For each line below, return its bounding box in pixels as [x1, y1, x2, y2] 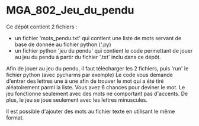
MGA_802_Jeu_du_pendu [6, 4, 134, 17]
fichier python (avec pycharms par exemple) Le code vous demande [6, 71, 173, 78]
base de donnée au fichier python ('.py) [14, 41, 111, 48]
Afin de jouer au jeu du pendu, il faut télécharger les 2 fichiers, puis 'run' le [6, 64, 189, 72]
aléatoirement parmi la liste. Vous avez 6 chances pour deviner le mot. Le [6, 83, 185, 91]
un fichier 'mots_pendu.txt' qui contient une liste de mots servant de [14, 34, 182, 41]
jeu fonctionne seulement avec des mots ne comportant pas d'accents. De [6, 90, 188, 97]
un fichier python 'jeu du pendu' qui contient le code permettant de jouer [14, 47, 193, 54]
